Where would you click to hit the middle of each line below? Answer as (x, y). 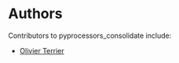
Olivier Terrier (42, 50)
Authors (35, 14)
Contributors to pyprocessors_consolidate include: (90, 35)
